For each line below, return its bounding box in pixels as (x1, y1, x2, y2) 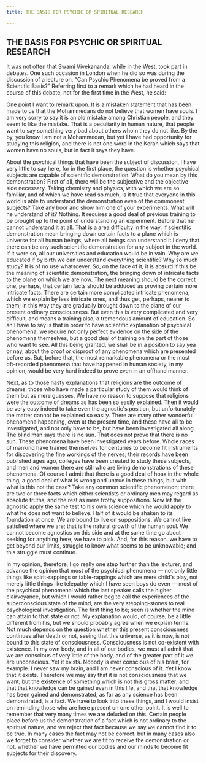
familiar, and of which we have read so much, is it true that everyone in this (6, 191, 196, 198)
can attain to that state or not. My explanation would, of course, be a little (6, 613, 191, 620)
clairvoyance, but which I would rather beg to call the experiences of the (6, 593, 189, 600)
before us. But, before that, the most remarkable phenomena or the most (6, 354, 190, 362)
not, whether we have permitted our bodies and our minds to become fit (6, 743, 188, 751)
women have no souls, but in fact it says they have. (6, 147, 136, 154)
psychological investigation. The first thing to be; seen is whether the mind (6, 606, 195, 614)
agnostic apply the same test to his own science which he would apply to (6, 503, 191, 510)
